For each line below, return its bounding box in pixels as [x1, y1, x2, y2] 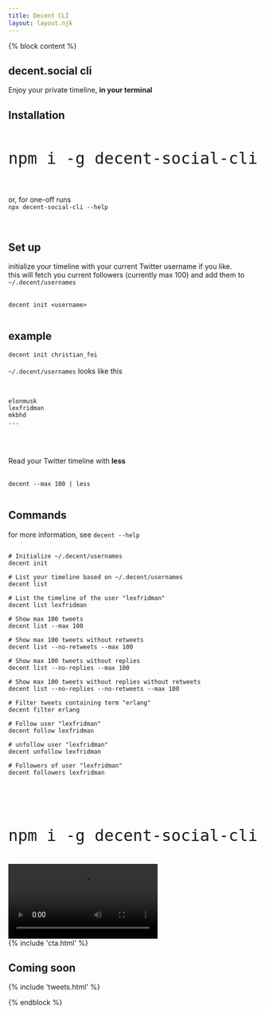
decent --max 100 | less [8, 479, 91, 487]
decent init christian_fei [8, 350, 98, 359]
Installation [8, 109, 65, 122]
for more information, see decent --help [8, 530, 140, 539]
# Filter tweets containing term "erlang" [8, 699, 151, 707]
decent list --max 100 [8, 621, 84, 630]
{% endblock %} [8, 998, 63, 1008]
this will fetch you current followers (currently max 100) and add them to [8, 270, 245, 279]
